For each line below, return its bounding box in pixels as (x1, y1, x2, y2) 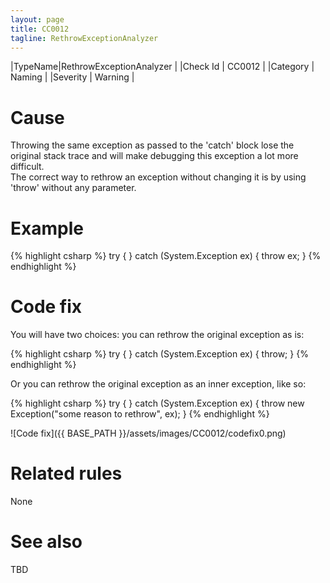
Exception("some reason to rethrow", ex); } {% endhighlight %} (10, 408, 270, 420)
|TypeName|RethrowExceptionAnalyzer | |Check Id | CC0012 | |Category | (10, 61, 315, 73)
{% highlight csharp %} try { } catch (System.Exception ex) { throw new (10, 397, 305, 410)
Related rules (10, 462, 123, 485)
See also (10, 531, 83, 553)
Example (10, 217, 84, 240)
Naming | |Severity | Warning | (10, 71, 135, 83)
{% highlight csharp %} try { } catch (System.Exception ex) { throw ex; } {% (10, 250, 322, 262)
